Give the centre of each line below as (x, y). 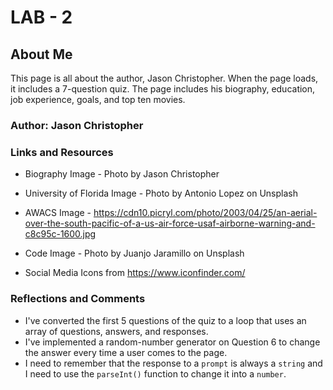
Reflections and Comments (78, 299)
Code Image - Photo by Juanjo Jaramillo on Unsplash (134, 253)
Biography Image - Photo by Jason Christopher (122, 174)
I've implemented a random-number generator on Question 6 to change (172, 342)
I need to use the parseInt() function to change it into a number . (155, 373)
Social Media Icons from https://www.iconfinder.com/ (135, 273)
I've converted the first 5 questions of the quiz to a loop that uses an (165, 320)
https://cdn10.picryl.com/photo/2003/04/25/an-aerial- (205, 213)
